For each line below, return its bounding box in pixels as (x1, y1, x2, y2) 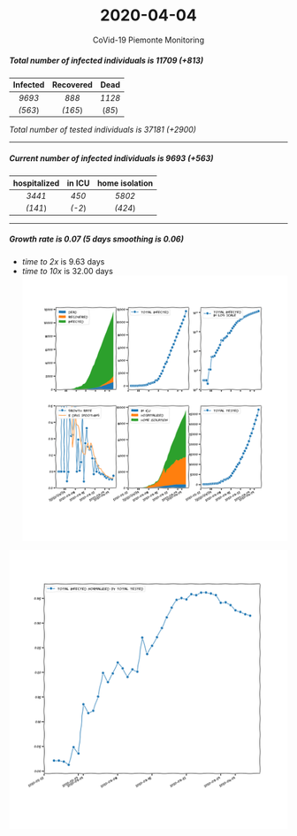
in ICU (66, 178, 90, 188)
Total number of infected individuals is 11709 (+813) (9, 55, 204, 65)
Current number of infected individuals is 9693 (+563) (9, 153, 214, 164)
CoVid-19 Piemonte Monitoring (92, 35, 205, 45)
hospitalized (12, 178, 60, 188)
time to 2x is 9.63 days (21, 256, 105, 266)
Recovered (51, 80, 93, 90)
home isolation (96, 178, 153, 188)
